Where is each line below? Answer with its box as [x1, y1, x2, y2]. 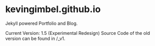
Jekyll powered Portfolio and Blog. [5, 20, 78, 26]
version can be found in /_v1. [5, 35, 65, 41]
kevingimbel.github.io [5, 4, 101, 15]
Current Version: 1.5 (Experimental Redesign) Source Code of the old [5, 30, 150, 36]
